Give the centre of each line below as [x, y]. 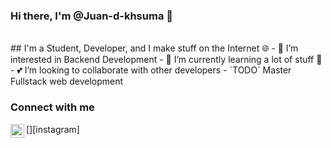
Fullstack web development [67, 81]
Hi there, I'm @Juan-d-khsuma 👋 [92, 16]
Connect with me [52, 107]
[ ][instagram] [53, 129]
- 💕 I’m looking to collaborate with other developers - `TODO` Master [151, 70]
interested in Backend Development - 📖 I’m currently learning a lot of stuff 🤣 [166, 60]
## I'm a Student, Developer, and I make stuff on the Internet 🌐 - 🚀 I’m [154, 48]
